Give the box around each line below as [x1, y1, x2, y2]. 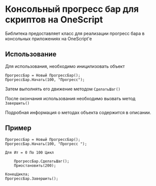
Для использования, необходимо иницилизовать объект [5, 63, 125, 69]
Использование [5, 50, 57, 59]
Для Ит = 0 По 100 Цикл [5, 150, 54, 155]
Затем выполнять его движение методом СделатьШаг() [5, 86, 121, 92]
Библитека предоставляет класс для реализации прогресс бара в [5, 30, 145, 36]
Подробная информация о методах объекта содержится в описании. [5, 109, 152, 115]
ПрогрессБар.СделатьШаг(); [14, 159, 70, 164]
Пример [5, 124, 32, 132]
